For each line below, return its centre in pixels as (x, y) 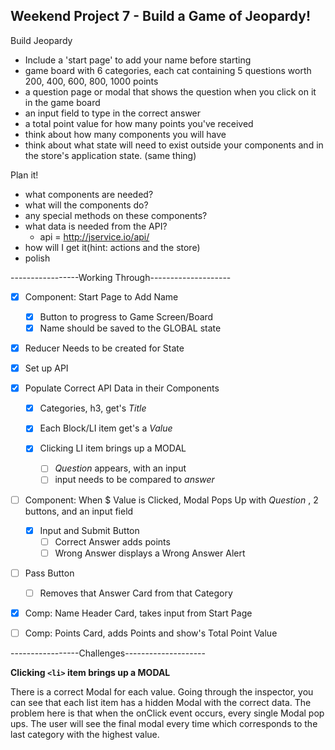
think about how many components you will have (125, 134)
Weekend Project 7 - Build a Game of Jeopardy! (161, 16)
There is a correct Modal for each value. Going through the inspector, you (162, 692)
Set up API (46, 368)
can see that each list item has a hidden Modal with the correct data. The (161, 702)
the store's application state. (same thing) (110, 155)
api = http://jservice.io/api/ (94, 236)
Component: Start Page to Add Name (101, 296)
